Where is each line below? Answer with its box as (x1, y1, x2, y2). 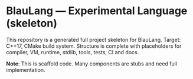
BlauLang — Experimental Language (6, 4, 188, 18)
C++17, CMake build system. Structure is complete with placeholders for (6, 42, 182, 50)
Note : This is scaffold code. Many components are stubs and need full (6, 60, 178, 67)
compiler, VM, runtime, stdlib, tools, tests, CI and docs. (6, 48, 139, 55)
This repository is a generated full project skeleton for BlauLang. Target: (6, 36, 181, 43)
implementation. (6, 66, 45, 73)
